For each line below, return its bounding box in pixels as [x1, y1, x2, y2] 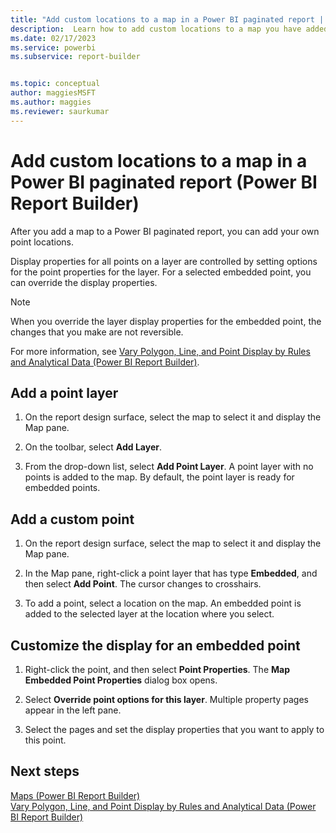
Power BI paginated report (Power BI [10, 171, 318, 193]
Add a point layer [10, 384, 119, 401]
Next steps [10, 763, 80, 780]
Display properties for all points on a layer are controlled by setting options [10, 255, 318, 267]
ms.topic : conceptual [10, 79, 101, 89]
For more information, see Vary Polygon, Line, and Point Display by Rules [10, 345, 311, 357]
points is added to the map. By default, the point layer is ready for [24, 471, 295, 483]
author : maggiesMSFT [10, 88, 97, 98]
